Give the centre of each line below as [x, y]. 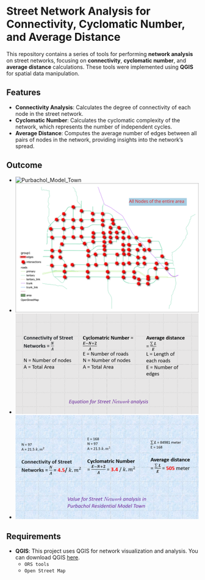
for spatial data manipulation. [43, 73]
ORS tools [37, 565]
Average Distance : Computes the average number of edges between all [106, 133]
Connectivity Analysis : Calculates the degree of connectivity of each [103, 107]
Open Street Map [45, 571]
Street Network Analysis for [78, 11]
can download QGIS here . [48, 557]
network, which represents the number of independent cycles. [94, 127]
